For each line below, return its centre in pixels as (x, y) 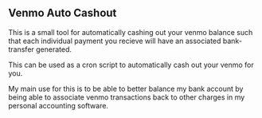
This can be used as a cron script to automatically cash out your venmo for (131, 65)
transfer (21, 49)
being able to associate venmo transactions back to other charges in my (127, 97)
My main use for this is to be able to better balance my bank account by (126, 88)
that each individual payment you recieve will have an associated (115, 41)
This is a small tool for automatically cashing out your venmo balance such (131, 32)
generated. (54, 49)
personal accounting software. (59, 105)
